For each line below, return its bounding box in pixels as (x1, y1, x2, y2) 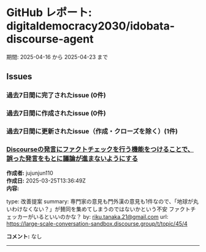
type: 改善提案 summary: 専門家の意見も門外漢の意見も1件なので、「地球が (6, 198, 193, 205)
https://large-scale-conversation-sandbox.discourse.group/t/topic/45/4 (6, 220, 188, 227)
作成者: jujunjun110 (6, 170, 53, 177)
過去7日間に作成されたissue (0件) (6, 109, 106, 117)
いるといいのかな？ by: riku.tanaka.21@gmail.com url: (32, 213, 169, 221)
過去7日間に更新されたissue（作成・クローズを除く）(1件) (6, 127, 178, 136)
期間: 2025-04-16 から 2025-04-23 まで (6, 53, 109, 60)
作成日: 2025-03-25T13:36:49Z (6, 177, 86, 184)
